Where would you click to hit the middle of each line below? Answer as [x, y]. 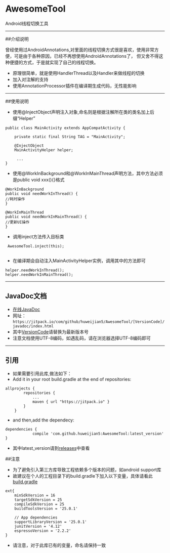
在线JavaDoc [26, 309]
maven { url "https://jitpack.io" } [71, 402]
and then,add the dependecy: [43, 420]
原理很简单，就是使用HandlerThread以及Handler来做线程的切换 [78, 73]
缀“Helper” [24, 118]
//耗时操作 [15, 199]
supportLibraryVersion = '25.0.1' [51, 522]
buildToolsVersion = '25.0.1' [46, 508]
